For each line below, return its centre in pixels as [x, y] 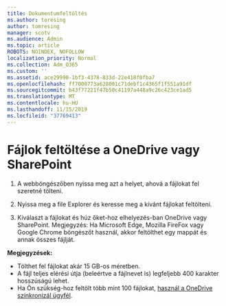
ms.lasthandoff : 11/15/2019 [47, 109]
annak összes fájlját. [46, 239]
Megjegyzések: [30, 252]
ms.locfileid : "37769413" [44, 116]
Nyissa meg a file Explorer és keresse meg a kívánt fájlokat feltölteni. [114, 204]
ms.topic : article [33, 45]
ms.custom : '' [27, 71]
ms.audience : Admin [35, 39]
